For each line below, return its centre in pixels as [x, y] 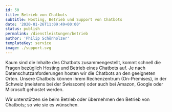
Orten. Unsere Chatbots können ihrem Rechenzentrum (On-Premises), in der [86, 78]
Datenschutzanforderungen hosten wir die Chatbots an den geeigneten [80, 73]
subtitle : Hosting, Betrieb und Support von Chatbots [64, 19]
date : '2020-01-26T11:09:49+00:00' [43, 24]
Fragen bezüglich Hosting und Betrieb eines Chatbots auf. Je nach [76, 68]
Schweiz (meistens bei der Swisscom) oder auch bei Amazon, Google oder [84, 84]
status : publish [23, 29]
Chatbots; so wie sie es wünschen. [42, 104]
